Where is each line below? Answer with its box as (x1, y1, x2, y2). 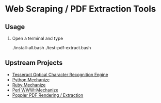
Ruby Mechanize (12, 82, 46, 88)
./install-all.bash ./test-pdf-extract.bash (12, 45, 91, 50)
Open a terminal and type (12, 35, 63, 41)
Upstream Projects (5, 59, 63, 67)
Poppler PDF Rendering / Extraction (12, 92, 83, 98)
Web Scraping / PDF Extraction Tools (5, 3, 156, 15)
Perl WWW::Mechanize (12, 87, 59, 93)
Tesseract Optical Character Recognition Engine (12, 72, 108, 77)
